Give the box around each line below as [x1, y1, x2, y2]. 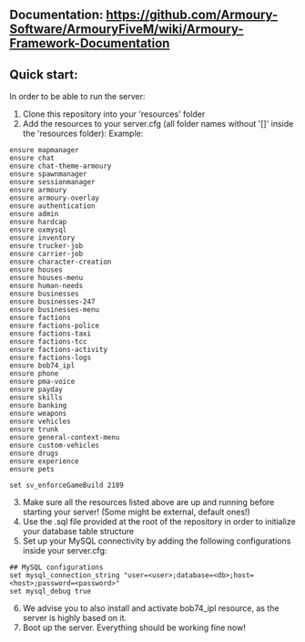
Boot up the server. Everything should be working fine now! [22, 622, 246, 633]
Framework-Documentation [9, 36, 170, 51]
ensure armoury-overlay [9, 193, 100, 203]
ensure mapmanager [9, 146, 79, 155]
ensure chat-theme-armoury [9, 161, 112, 171]
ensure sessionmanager [9, 178, 96, 187]
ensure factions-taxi [9, 329, 92, 338]
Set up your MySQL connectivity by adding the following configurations [22, 535, 291, 546]
